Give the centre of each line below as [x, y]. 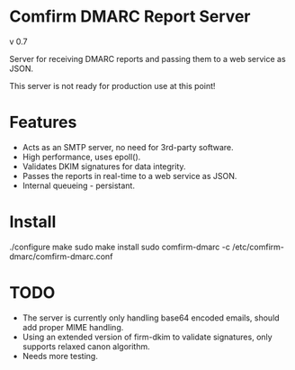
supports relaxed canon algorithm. [86, 346]
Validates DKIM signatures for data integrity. [104, 166]
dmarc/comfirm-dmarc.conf [61, 256]
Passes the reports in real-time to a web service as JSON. [130, 176]
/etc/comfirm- [259, 247]
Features [43, 122]
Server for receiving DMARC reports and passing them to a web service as [147, 59]
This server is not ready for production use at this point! [112, 86]
